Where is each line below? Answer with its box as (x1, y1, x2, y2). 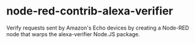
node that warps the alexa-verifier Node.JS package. (6, 30, 141, 37)
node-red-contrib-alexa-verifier (6, 4, 173, 18)
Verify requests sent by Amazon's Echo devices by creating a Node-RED (6, 24, 189, 31)
